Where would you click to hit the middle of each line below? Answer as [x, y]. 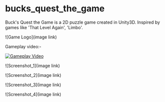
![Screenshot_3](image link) [33, 85]
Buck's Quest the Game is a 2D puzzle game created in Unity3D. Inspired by [83, 22]
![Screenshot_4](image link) [33, 94]
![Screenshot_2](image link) [33, 75]
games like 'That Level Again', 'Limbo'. [44, 27]
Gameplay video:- [23, 46]
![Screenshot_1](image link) [33, 66]
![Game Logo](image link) [31, 37]
